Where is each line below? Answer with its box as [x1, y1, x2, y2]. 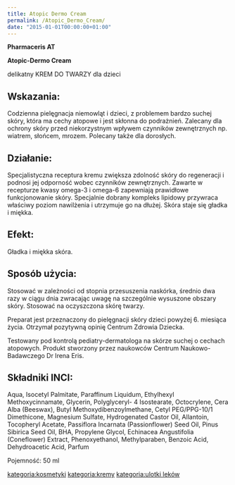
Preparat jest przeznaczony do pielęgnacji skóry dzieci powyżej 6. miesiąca [7, 315, 227, 324]
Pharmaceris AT [7, 43, 56, 51]
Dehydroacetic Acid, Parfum [7, 443, 89, 451]
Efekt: [7, 228, 34, 240]
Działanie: [7, 152, 53, 164]
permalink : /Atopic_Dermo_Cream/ [7, 17, 106, 24]
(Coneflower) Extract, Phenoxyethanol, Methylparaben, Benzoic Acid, [7, 435, 209, 444]
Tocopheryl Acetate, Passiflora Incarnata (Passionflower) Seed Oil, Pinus [7, 420, 219, 429]
